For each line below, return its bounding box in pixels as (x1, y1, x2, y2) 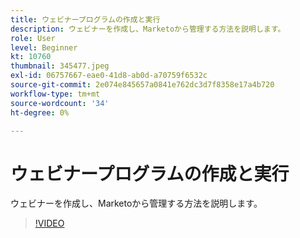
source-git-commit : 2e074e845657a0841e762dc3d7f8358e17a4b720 (10, 80, 275, 90)
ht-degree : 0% (10, 107, 70, 118)
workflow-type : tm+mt (10, 89, 101, 99)
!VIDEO (34, 217, 65, 230)
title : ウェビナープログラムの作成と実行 (10, 14, 161, 25)
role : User (10, 33, 56, 43)
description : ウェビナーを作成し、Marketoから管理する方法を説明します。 (10, 24, 286, 34)
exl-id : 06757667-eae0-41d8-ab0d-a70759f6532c (10, 71, 208, 81)
